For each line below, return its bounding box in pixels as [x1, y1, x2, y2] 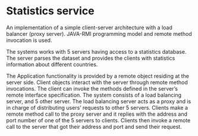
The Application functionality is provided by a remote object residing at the [6, 72, 189, 79]
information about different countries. [6, 61, 98, 68]
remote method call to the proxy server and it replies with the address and [6, 110, 188, 118]
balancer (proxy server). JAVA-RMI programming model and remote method [6, 30, 192, 37]
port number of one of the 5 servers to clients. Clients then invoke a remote [6, 116, 191, 123]
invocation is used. [6, 36, 52, 44]
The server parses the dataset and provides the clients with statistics [6, 54, 175, 61]
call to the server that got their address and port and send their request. [6, 123, 183, 130]
